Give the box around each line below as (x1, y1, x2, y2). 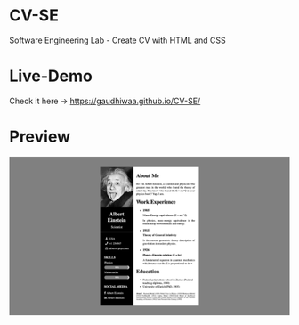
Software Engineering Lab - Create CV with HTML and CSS (9, 35, 227, 45)
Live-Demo (9, 66, 93, 86)
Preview (9, 126, 71, 147)
